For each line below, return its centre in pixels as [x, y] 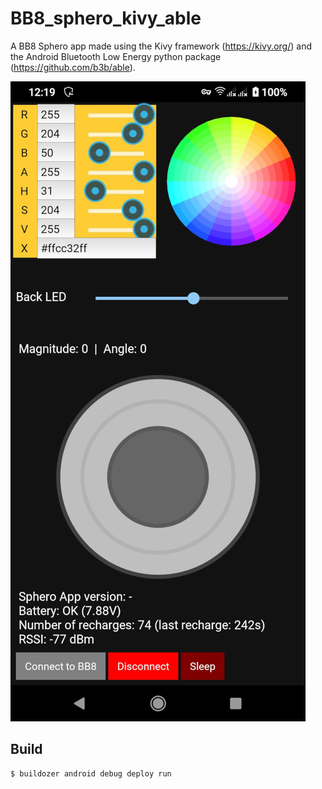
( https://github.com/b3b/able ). [73, 67]
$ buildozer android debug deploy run [91, 773]
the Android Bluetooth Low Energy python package [116, 56]
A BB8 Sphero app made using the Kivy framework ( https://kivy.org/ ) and [161, 46]
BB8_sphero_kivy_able [106, 18]
